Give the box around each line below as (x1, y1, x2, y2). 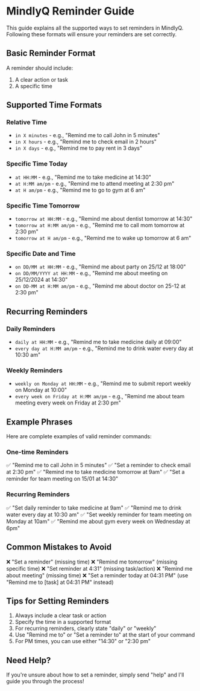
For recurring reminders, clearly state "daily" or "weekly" (14, 624, 157, 632)
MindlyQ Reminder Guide (6, 4, 134, 18)
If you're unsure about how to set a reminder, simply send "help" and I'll (6, 671, 184, 678)
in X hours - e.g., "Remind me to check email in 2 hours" (14, 138, 157, 146)
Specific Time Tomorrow (6, 201, 80, 210)
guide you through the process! (6, 678, 84, 685)
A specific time (14, 82, 52, 89)
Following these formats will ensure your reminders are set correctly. (6, 30, 177, 37)
